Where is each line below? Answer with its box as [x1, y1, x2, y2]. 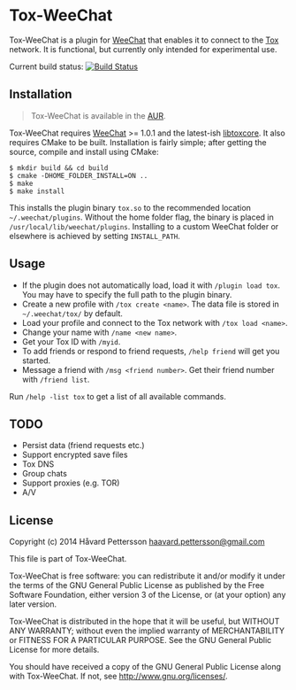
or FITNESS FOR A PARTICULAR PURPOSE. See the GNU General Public [9, 635, 272, 646]
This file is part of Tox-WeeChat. [9, 554, 127, 564]
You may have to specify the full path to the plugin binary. [21, 289, 232, 299]
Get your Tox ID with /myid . [21, 336, 121, 346]
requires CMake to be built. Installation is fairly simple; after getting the [9, 136, 267, 147]
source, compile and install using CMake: [9, 146, 159, 157]
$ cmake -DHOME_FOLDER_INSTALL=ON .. [9, 171, 148, 180]
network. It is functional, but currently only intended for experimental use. [9, 43, 277, 54]
